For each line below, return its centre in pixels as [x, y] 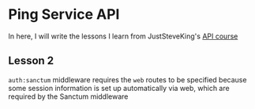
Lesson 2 [31, 61]
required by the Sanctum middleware [68, 96]
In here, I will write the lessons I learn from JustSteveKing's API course [123, 36]
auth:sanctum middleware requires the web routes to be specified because [127, 79]
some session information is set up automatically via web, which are [119, 88]
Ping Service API [64, 15]
